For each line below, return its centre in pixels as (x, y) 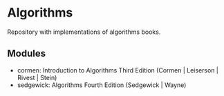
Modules (27, 54)
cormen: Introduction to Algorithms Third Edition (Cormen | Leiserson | (118, 70)
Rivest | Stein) (37, 77)
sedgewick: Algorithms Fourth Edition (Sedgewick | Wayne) (102, 85)
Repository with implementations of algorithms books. (84, 32)
